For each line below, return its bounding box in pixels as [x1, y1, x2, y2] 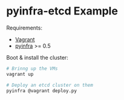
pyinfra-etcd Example [6, 4, 118, 18]
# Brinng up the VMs [6, 65, 59, 72]
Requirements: [6, 24, 42, 31]
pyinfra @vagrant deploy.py [6, 87, 77, 94]
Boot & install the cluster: [6, 54, 68, 61]
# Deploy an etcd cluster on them [6, 82, 94, 88]
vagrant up [6, 71, 34, 77]
